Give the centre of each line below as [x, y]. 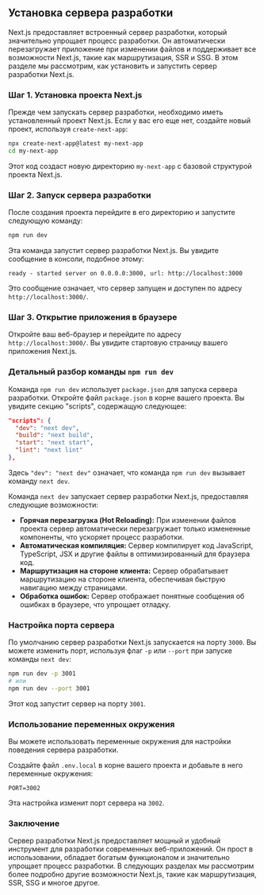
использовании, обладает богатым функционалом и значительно [119, 858]
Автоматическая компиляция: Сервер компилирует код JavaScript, [136, 545]
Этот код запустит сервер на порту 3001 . [77, 703]
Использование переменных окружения [92, 724]
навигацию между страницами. [73, 587]
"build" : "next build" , [54, 436]
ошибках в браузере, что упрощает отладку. [95, 604]
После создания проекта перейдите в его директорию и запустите [122, 213]
